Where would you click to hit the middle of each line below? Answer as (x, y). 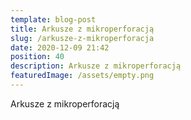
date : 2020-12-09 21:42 (60, 47)
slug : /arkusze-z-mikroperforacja (82, 38)
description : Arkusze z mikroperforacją (96, 66)
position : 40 (37, 57)
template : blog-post (53, 19)
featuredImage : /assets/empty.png (82, 76)
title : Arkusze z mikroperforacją (82, 29)
